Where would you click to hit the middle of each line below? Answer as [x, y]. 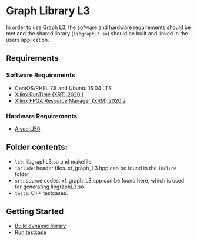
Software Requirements [41, 75]
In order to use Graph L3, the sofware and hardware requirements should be [98, 27]
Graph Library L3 [48, 11]
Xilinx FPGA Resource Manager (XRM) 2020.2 [70, 100]
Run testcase [31, 232]
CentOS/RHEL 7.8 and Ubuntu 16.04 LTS [63, 88]
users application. [28, 40]
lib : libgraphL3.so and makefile [53, 161]
